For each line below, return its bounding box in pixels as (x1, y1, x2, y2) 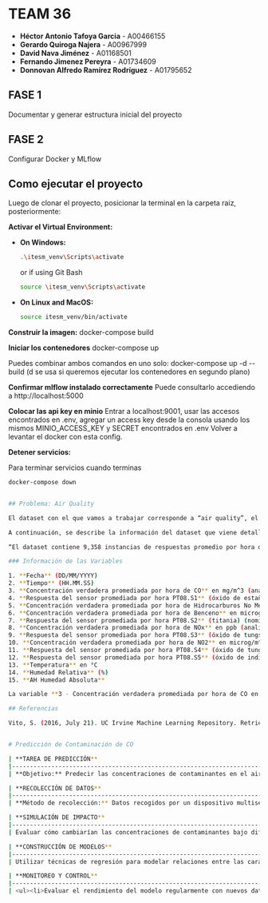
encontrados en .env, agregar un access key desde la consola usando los (8, 415, 250, 424)
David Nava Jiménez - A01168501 (19, 48, 132, 58)
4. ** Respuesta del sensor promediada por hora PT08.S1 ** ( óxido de (8, 594, 241, 602)
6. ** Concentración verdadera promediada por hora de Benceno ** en (8, 609, 238, 617)
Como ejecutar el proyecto (8, 177, 144, 190)
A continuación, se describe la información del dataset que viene (8, 528, 238, 536)
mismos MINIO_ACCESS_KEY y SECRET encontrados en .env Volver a (8, 424, 238, 432)
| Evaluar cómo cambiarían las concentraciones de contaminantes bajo (8, 828, 248, 836)
